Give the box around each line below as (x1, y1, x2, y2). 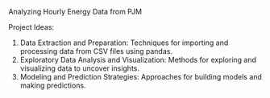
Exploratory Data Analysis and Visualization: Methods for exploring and (19, 55, 256, 64)
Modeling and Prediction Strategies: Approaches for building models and (19, 72, 262, 81)
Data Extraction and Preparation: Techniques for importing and (19, 38, 229, 47)
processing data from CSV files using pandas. (19, 47, 173, 55)
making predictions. (19, 80, 86, 90)
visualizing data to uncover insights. (19, 63, 139, 73)
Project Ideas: (8, 22, 55, 31)
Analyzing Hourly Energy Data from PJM (8, 7, 143, 16)
